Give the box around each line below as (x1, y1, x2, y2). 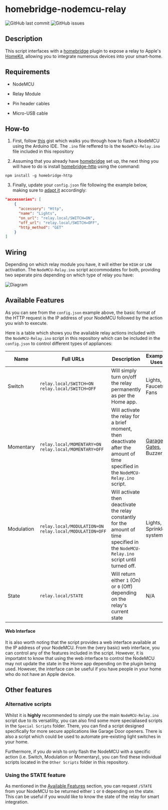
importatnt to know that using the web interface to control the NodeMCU (5, 655, 155, 661)
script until (111, 556, 136, 563)
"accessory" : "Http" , (18, 206, 64, 211)
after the (111, 444, 131, 451)
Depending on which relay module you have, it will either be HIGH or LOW (5, 261, 152, 267)
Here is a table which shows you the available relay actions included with (5, 329, 156, 336)
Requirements (5, 68, 50, 76)
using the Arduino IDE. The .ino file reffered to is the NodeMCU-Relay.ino (12, 143, 160, 149)
